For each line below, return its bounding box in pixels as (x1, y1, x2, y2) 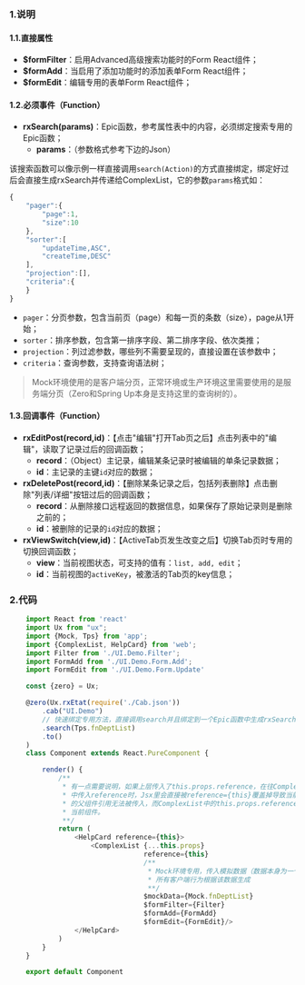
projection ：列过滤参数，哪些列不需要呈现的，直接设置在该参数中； (22, 345, 279, 356)
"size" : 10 (42, 218, 79, 227)
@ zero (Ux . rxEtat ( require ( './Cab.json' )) (25, 698, 181, 708)
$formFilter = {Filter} (143, 900, 225, 910)
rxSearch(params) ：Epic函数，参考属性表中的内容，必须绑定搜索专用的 (22, 121, 293, 133)
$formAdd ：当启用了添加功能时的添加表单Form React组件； (22, 65, 249, 76)
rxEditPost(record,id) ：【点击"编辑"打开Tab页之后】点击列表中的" (22, 432, 270, 443)
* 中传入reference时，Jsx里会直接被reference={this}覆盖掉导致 (62, 791, 286, 800)
